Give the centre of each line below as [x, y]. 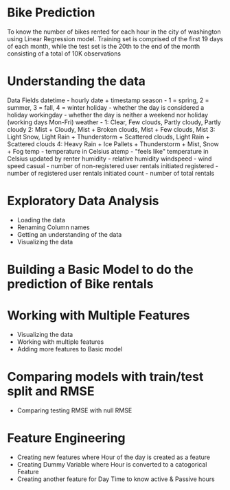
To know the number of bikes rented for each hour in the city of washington [114, 32]
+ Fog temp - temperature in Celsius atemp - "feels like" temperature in [108, 151]
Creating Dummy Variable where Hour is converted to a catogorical [112, 464]
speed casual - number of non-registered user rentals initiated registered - [113, 165]
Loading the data [41, 220]
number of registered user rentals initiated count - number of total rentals [111, 173]
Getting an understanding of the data [69, 234]
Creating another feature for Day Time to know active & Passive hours [116, 479]
